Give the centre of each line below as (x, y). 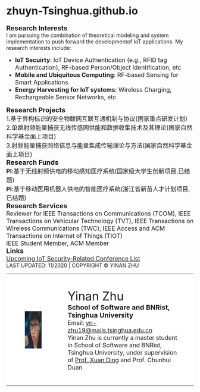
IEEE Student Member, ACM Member (58, 243)
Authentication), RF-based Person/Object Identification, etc (98, 67)
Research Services (37, 206)
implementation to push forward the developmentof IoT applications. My (95, 41)
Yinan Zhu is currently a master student (122, 337)
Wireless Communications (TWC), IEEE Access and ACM (86, 228)
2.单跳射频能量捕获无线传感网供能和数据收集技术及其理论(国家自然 (99, 127)
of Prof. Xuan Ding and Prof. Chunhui (119, 360)
